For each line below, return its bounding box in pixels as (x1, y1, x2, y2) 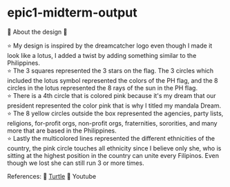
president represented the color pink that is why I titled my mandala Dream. (7, 101, 222, 110)
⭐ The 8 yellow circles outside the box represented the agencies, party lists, (7, 109, 224, 117)
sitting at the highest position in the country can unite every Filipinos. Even (7, 151, 220, 159)
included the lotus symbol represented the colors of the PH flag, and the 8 (7, 76, 218, 84)
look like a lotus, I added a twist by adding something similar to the (7, 51, 197, 59)
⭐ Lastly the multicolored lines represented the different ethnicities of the (7, 134, 215, 142)
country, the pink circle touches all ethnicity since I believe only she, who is (7, 144, 222, 152)
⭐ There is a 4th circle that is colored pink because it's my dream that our (7, 91, 216, 99)
